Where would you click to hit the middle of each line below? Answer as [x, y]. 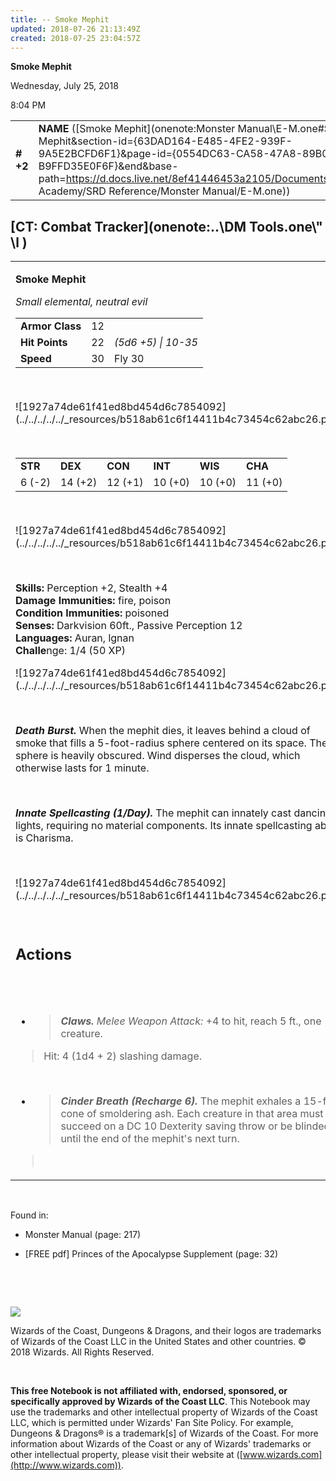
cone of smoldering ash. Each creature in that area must [192, 1114]
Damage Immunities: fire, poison [93, 601]
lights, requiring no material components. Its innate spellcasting [164, 826]
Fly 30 [129, 359]
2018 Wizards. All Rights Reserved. [82, 1352]
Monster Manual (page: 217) [83, 1235]
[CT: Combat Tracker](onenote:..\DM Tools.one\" [166, 226]
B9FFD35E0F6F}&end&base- [108, 166]
